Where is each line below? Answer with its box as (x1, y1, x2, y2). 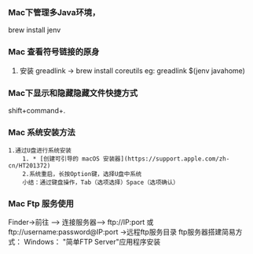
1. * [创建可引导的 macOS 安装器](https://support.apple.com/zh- (22, 155, 230, 163)
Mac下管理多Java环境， (8, 6, 101, 17)
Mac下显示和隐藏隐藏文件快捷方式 (8, 87, 138, 98)
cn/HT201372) (8, 162, 51, 170)
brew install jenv (8, 25, 61, 35)
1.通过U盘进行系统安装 (8, 147, 72, 155)
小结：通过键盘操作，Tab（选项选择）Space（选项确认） (22, 179, 179, 186)
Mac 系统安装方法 (8, 127, 76, 138)
